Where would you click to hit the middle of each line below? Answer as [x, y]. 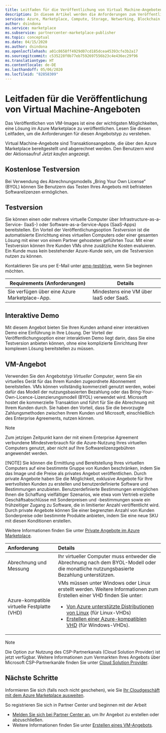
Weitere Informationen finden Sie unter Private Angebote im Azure [72, 531]
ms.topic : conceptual [27, 38]
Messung [19, 569]
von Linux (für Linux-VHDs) [99, 613]
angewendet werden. [27, 453]
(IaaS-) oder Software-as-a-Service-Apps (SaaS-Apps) [80, 225]
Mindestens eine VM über [122, 292]
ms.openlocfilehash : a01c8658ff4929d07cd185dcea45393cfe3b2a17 [72, 51]
